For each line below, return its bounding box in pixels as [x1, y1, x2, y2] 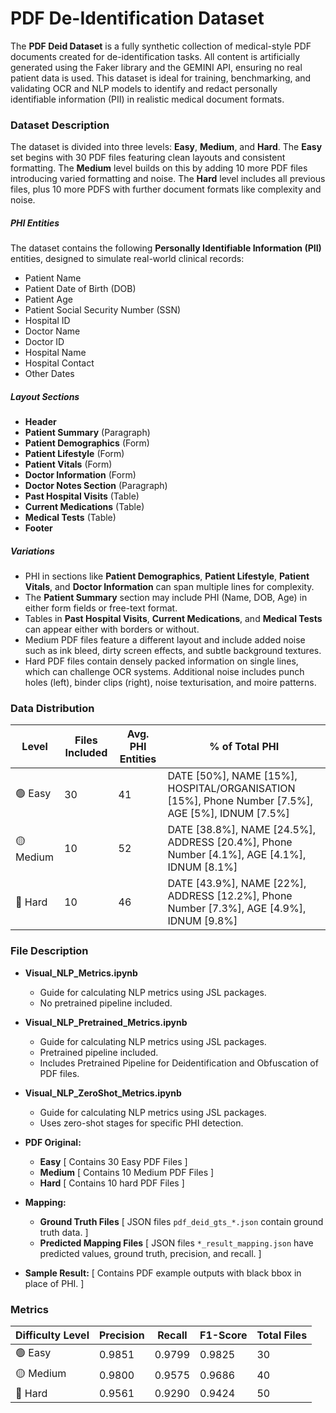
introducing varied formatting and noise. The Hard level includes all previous [10, 173, 326, 185]
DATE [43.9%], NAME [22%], [167, 877, 307, 891]
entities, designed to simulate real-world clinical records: [10, 253, 245, 265]
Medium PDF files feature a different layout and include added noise [24, 634, 306, 646]
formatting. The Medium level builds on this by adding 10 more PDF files [10, 162, 308, 174]
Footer [24, 522, 53, 534]
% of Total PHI [209, 740, 280, 754]
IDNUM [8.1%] [167, 860, 238, 874]
